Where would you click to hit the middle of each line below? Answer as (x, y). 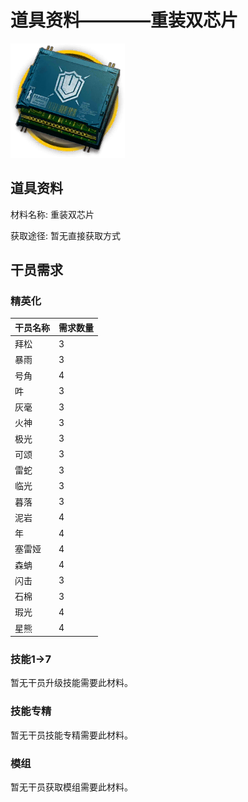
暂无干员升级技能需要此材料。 (71, 683)
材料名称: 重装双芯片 (52, 214)
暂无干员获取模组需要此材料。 (71, 787)
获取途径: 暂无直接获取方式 (65, 235)
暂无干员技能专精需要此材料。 (71, 735)
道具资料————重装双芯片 (124, 20)
